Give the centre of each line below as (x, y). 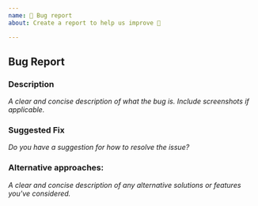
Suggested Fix (36, 130)
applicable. (27, 110)
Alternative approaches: (56, 168)
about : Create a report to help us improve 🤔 (84, 23)
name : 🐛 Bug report (40, 15)
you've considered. (40, 193)
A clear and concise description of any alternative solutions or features (125, 185)
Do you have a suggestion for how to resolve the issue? (99, 148)
